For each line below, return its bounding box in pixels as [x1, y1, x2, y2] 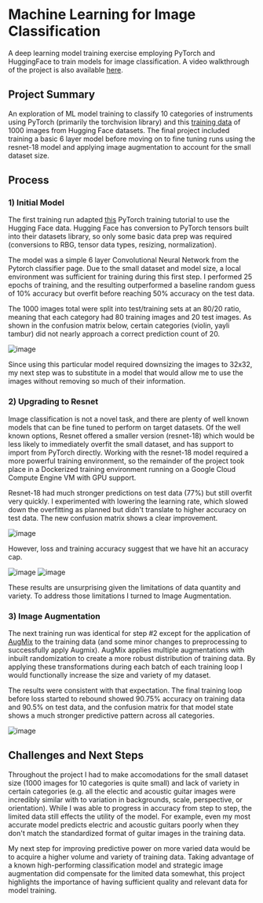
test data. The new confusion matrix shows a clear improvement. [8, 513, 218, 522]
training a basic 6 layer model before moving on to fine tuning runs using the [8, 134, 256, 143]
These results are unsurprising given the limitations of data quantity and [8, 582, 241, 592]
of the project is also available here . [8, 65, 123, 74]
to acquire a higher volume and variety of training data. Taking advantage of [8, 852, 254, 861]
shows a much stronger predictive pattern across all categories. [8, 711, 215, 720]
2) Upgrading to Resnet [8, 396, 99, 407]
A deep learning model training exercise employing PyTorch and [8, 48, 216, 58]
